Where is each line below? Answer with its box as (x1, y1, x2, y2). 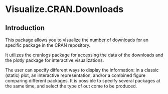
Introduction (5, 24, 45, 32)
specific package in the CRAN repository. (5, 42, 91, 48)
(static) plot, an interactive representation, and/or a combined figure (5, 72, 146, 78)
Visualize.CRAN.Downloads (5, 4, 124, 15)
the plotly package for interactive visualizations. (5, 57, 104, 63)
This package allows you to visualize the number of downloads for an (5, 37, 149, 43)
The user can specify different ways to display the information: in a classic (5, 67, 159, 73)
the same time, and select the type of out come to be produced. (5, 83, 137, 89)
